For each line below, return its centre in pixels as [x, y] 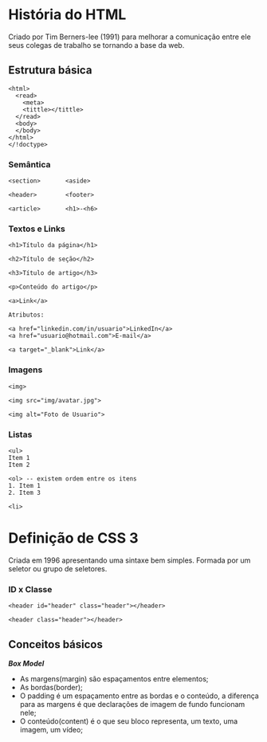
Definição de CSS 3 [73, 538]
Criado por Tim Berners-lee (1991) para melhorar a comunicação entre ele [130, 37]
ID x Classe [30, 589]
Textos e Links [37, 229]
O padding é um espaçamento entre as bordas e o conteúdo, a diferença [139, 696]
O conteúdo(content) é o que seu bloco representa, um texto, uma [129, 721]
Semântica [29, 164]
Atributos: [26, 315]
